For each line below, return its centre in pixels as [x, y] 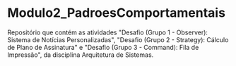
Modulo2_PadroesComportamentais [117, 13]
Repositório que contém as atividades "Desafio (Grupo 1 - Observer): [108, 32]
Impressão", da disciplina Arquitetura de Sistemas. [81, 55]
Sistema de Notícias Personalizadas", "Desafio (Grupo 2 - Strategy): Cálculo [118, 39]
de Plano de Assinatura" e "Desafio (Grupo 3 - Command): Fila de [103, 47]
